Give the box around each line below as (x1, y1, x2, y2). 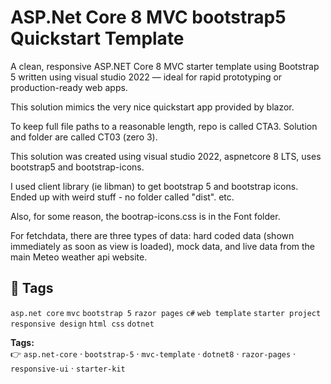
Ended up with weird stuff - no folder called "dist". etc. (10, 191, 235, 203)
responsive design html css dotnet (10, 319, 155, 329)
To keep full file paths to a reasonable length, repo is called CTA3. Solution (10, 120, 318, 132)
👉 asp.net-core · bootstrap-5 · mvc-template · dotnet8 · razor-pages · (10, 347, 297, 360)
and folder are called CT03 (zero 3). (10, 131, 158, 143)
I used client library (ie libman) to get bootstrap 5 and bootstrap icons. (10, 180, 299, 192)
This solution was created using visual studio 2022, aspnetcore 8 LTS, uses (10, 150, 322, 162)
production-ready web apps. (10, 81, 128, 93)
